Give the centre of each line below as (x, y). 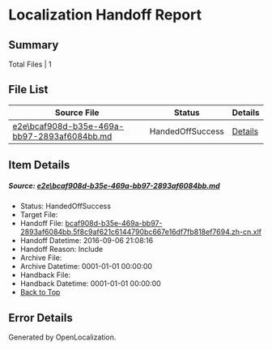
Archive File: (41, 258)
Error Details (40, 318)
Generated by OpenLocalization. (62, 337)
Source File (77, 113)
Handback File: (45, 275)
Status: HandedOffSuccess (66, 206)
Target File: (39, 215)
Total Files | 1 (30, 64)
